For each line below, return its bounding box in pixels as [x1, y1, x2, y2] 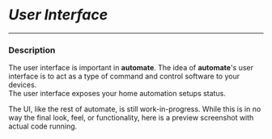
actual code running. [8, 121, 78, 131]
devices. [8, 80, 37, 90]
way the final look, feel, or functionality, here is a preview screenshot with [8, 113, 254, 123]
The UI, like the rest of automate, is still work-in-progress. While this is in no [8, 104, 261, 114]
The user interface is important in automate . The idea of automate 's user [8, 63, 253, 73]
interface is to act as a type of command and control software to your [8, 71, 240, 82]
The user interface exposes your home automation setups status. [8, 89, 227, 99]
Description [8, 44, 56, 56]
